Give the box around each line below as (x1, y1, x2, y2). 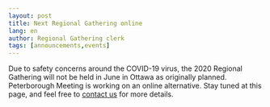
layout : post (8, 11, 53, 20)
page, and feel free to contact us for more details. (8, 89, 174, 99)
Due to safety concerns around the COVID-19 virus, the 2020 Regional (8, 64, 243, 73)
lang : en (8, 27, 38, 35)
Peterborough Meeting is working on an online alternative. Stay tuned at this (8, 81, 262, 91)
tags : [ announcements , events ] (8, 42, 111, 50)
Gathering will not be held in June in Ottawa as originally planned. (8, 72, 227, 82)
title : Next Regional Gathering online (8, 19, 143, 27)
